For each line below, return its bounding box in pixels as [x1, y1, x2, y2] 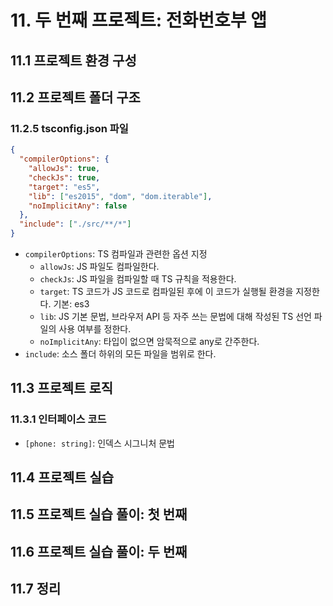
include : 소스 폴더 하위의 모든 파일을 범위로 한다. [24, 348, 217, 360]
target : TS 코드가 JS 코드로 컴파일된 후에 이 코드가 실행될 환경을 [39, 286, 294, 298]
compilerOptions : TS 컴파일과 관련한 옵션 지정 [24, 248, 208, 260]
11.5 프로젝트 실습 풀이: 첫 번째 [10, 506, 188, 523]
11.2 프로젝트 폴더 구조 [10, 89, 141, 106]
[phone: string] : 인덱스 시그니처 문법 [24, 437, 175, 449]
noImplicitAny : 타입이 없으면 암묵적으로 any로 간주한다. [39, 336, 260, 348]
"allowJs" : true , [28, 164, 101, 174]
